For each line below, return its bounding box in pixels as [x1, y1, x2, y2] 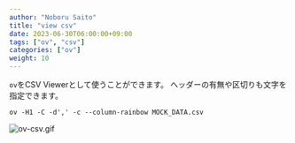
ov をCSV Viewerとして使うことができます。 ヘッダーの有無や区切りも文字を [9, 79, 287, 89]
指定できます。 [9, 90, 64, 101]
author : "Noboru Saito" [9, 12, 97, 22]
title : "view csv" [9, 21, 77, 30]
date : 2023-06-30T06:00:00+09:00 [9, 29, 133, 38]
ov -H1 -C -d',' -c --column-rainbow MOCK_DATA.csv [9, 108, 204, 117]
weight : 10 [9, 54, 50, 63]
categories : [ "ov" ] [9, 46, 82, 55]
